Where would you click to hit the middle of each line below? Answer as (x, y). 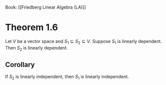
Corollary (20, 64)
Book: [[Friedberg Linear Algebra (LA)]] (45, 7)
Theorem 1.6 (32, 27)
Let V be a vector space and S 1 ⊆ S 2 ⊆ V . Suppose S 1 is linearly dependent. (83, 42)
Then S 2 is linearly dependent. (36, 48)
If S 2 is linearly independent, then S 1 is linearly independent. (67, 77)
